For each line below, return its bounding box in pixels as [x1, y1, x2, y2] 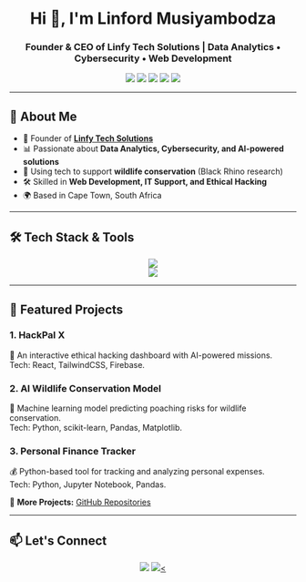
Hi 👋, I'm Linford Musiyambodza [30, 8, 276, 29]
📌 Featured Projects [9, 301, 124, 317]
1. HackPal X [9, 329, 66, 342]
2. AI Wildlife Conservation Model [9, 382, 162, 394]
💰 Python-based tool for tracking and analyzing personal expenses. [9, 466, 266, 477]
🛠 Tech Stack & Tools [9, 230, 135, 245]
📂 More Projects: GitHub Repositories [9, 496, 152, 508]
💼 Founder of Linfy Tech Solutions [22, 133, 153, 144]
